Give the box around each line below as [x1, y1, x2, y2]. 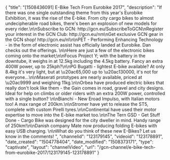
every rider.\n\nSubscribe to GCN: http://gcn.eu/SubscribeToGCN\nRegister [5, 26, 164, 32]
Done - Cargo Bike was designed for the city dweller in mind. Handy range [5, 117, 161, 123]
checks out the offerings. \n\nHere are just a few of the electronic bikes [5, 48, 155, 53]
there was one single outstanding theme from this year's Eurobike [5, 10, 143, 16]
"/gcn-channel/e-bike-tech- [97, 144, 156, 150]
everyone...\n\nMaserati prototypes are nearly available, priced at [5, 74, 143, 80]
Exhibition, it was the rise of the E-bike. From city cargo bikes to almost [5, 15, 154, 21]
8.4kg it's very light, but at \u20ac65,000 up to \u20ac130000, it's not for [5, 69, 158, 75]
